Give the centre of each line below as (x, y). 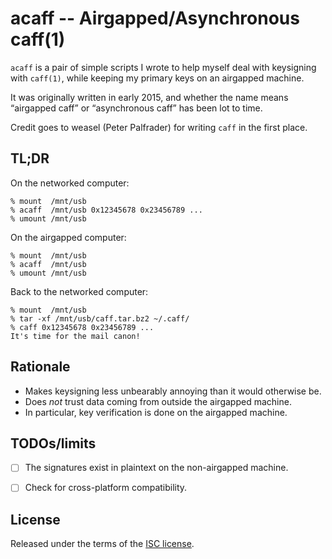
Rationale (40, 367)
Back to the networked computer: (79, 291)
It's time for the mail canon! (75, 336)
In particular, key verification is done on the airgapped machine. (156, 412)
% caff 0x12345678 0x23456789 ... (82, 327)
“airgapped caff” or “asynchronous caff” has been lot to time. (136, 108)
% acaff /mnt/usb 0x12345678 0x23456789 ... (106, 210)
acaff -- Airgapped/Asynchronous (155, 18)
